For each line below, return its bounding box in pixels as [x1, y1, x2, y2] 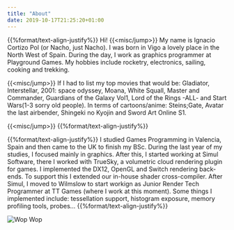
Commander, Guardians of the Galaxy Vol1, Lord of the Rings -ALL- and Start [7, 93, 227, 101]
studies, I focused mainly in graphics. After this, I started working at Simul [7, 150, 219, 158]
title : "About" [7, 10, 52, 17]
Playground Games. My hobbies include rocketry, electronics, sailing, [7, 58, 206, 66]
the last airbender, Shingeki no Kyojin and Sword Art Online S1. [7, 108, 187, 117]
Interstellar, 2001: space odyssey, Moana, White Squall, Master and [7, 86, 200, 95]
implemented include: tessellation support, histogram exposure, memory [7, 194, 216, 202]
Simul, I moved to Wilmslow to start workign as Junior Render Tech [7, 179, 200, 188]
